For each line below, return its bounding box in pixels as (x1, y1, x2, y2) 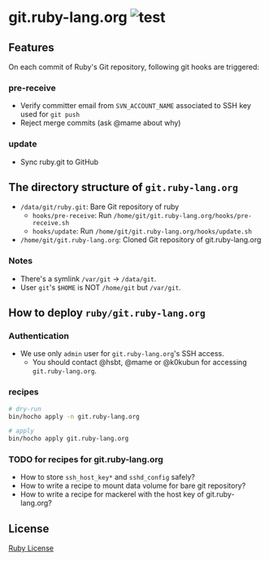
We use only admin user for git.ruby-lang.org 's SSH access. (20, 349, 225, 359)
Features (8, 41, 54, 54)
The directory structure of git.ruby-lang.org (8, 180, 238, 194)
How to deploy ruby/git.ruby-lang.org (8, 306, 206, 320)
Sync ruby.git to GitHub (20, 157, 99, 167)
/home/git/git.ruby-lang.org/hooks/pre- (113, 212, 252, 220)
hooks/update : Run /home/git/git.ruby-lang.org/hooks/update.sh (32, 226, 252, 236)
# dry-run (8, 405, 42, 413)
